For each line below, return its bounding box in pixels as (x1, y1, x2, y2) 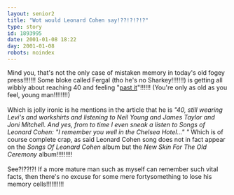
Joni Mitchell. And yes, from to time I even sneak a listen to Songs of (7, 120, 205, 129)
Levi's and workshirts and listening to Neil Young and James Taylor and (7, 113, 215, 121)
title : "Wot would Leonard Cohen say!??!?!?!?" (7, 17, 149, 24)
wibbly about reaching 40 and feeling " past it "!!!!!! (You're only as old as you (7, 83, 228, 92)
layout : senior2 (7, 10, 55, 17)
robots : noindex (7, 50, 55, 57)
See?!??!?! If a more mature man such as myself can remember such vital (7, 165, 219, 173)
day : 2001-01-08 (7, 43, 55, 50)
